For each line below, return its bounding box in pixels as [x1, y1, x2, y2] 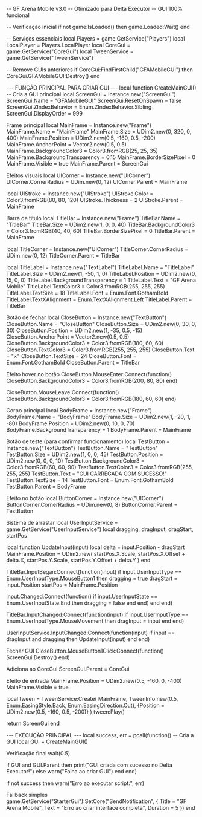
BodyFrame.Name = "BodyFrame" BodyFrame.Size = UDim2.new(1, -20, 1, [6, 414, 191, 420]
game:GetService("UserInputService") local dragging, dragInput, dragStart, [6, 526, 194, 533]
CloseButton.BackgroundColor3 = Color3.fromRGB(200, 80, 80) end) [6, 377, 178, 384]
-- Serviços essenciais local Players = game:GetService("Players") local [6, 35, 185, 42]
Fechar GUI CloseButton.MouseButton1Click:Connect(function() [6, 647, 164, 654]
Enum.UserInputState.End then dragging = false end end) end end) [6, 599, 173, 607]
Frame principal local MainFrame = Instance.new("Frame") [6, 122, 152, 129]
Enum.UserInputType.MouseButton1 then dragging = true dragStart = [6, 575, 178, 582]
